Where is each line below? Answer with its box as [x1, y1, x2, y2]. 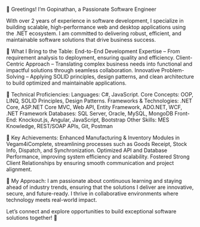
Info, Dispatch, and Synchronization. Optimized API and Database [6, 147, 168, 154]
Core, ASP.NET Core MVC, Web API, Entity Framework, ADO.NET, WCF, [6, 104, 183, 110]
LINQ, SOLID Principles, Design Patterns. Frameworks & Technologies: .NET [6, 97, 193, 104]
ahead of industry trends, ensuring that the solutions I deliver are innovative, [6, 184, 194, 191]
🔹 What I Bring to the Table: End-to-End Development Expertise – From [6, 48, 180, 55]
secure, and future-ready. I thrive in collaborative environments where [6, 190, 179, 197]
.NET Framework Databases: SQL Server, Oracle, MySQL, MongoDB [6, 110, 174, 117]
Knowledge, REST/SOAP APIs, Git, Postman [6, 123, 113, 129]
